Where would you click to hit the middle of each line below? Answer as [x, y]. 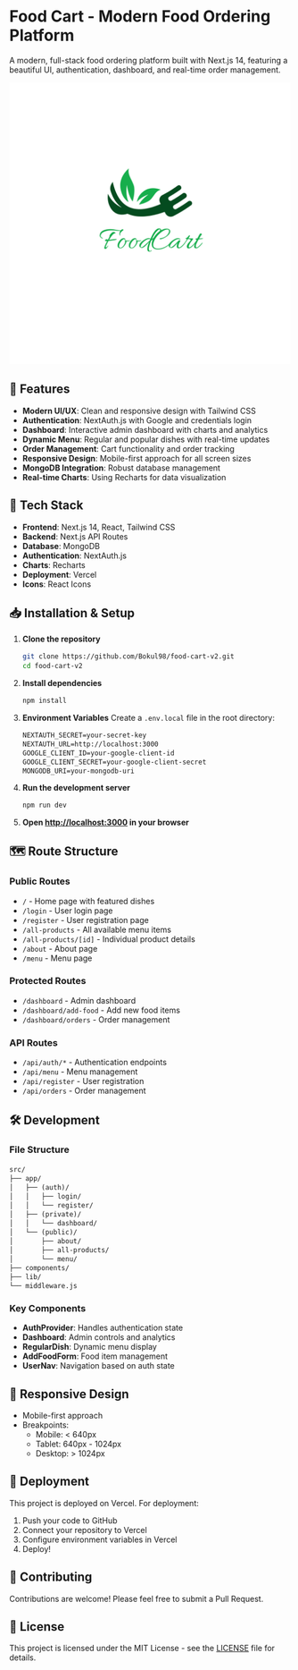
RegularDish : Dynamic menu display [90, 1347]
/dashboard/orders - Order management [96, 1019]
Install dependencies [62, 683]
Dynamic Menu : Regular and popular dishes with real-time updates [146, 439]
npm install [44, 701]
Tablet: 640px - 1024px [79, 1444]
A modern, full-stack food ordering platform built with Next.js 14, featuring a [149, 60]
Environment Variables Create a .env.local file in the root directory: [148, 718]
